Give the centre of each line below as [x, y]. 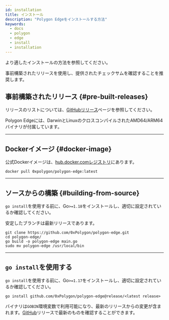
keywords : [16, 24]
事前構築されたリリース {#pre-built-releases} [77, 97]
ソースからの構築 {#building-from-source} [72, 193]
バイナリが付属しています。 [33, 127]
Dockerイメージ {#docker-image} [59, 149]
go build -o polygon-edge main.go [41, 242]
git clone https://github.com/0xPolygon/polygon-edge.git [67, 233]
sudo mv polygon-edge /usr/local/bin [45, 246]
